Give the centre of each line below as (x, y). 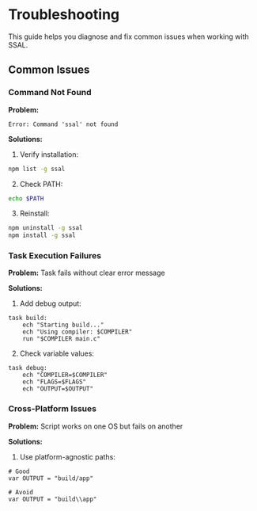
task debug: (28, 368)
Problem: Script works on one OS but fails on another (96, 426)
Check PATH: (41, 184)
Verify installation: (49, 154)
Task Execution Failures (55, 256)
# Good (19, 471)
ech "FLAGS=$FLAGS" (55, 382)
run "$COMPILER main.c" (62, 339)
